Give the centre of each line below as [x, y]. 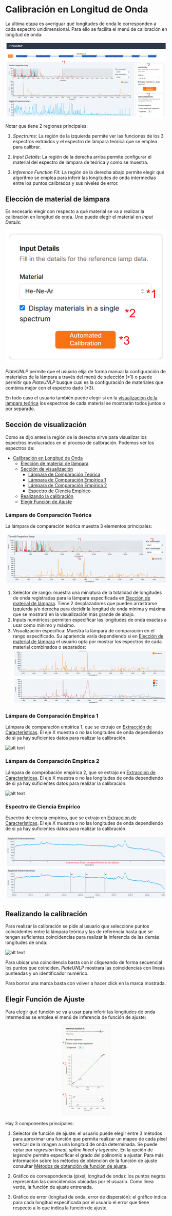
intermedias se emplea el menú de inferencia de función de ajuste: [76, 1017]
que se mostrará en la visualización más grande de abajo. [74, 614]
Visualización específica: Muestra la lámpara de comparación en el [84, 630]
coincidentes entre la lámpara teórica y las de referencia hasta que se [79, 931]
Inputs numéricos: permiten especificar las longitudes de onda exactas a [90, 620]
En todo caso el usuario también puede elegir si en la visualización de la [81, 398]
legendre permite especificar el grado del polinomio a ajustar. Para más [88, 1155]
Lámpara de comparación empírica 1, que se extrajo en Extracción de [79, 727]
